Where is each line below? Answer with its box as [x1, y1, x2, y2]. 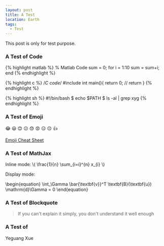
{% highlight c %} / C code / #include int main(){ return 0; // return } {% [5, 80, 152, 86]
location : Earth [5, 17, 40, 22]
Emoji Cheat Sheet [5, 137, 44, 143]
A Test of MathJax [5, 150, 52, 157]
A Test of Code [5, 53, 43, 60]
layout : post [5, 7, 33, 13]
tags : [5, 21, 17, 27]
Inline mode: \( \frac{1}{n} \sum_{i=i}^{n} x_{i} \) [5, 161, 105, 168]
